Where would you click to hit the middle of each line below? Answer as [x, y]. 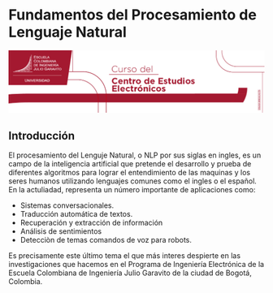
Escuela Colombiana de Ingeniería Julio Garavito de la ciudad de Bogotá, [130, 273]
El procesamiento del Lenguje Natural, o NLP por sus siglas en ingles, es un [135, 155]
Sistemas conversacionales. [67, 205]
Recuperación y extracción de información [91, 223]
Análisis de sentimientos [61, 231]
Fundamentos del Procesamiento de [133, 15]
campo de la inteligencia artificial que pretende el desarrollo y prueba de [130, 164]
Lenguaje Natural [68, 32]
